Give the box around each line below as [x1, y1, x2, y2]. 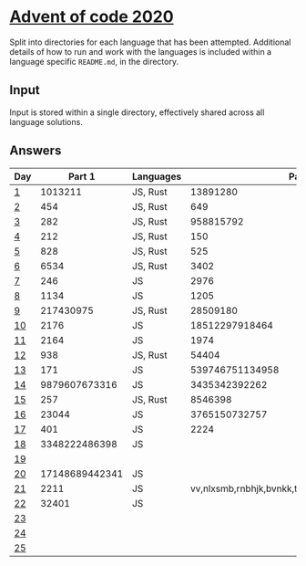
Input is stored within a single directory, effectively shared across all [9, 107, 265, 118]
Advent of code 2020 [9, 6, 175, 27]
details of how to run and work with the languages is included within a [9, 46, 271, 57]
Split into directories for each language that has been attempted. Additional [9, 37, 291, 47]
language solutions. [9, 116, 84, 127]
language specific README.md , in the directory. [9, 56, 179, 67]
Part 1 [67, 170, 96, 183]
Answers [9, 143, 62, 159]
